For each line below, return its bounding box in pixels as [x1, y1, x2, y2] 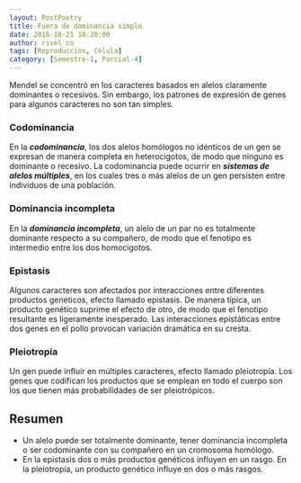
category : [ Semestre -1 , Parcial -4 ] [9, 55, 143, 64]
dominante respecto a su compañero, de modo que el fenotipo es [9, 232, 252, 243]
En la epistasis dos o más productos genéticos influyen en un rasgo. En [22, 454, 288, 464]
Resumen [9, 411, 64, 426]
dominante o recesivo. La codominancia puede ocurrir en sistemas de [9, 161, 270, 172]
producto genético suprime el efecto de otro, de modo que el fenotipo [9, 303, 269, 315]
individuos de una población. [9, 180, 117, 191]
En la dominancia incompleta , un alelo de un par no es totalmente [9, 222, 256, 234]
